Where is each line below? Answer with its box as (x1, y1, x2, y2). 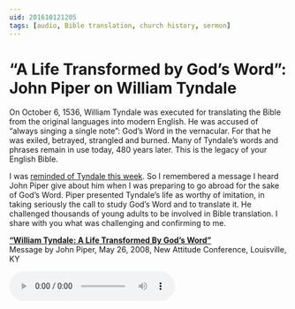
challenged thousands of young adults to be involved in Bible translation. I (9, 208, 278, 219)
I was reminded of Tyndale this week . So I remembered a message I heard (9, 171, 279, 182)
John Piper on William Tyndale (9, 78, 237, 98)
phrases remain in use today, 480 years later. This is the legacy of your (9, 145, 268, 155)
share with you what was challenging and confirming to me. (9, 218, 227, 229)
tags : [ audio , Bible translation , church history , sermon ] (9, 21, 231, 30)
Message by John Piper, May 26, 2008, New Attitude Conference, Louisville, (9, 245, 287, 255)
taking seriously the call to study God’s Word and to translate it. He (9, 200, 252, 210)
